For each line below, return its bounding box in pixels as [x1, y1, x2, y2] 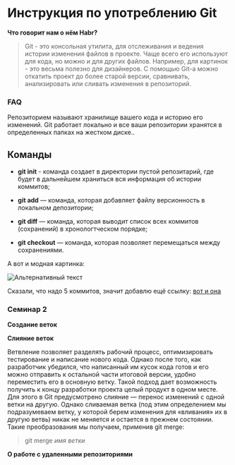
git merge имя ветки [24, 436, 85, 445]
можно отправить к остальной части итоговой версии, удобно [7, 370, 196, 379]
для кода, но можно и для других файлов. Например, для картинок [24, 56, 228, 65]
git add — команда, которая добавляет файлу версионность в [17, 196, 205, 205]
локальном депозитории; [17, 203, 94, 212]
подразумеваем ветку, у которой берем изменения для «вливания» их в [7, 408, 228, 416]
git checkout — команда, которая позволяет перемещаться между [17, 238, 221, 247]
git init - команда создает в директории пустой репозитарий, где [17, 167, 214, 176]
